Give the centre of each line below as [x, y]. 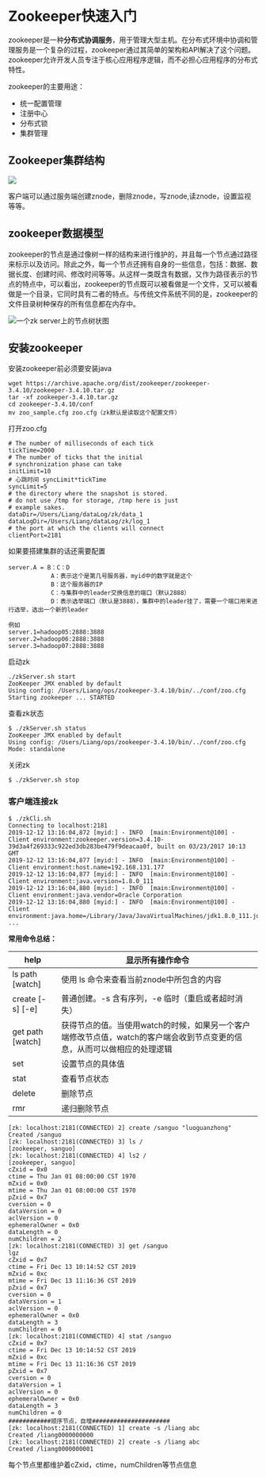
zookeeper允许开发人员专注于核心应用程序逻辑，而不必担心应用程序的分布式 [133, 60]
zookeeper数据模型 [56, 234]
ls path [25, 974]
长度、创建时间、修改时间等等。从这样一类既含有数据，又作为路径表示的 [133, 274]
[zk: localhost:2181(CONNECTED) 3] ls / [76, 1141]
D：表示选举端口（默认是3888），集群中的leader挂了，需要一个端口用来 [151, 602]
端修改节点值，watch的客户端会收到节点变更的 [148, 1037]
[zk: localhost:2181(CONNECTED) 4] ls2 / [78, 1155]
